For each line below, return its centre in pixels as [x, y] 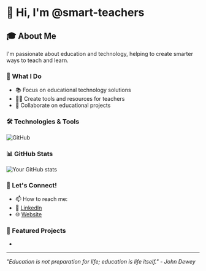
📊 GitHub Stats [30, 154]
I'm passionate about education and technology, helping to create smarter [100, 54]
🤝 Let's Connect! [32, 185]
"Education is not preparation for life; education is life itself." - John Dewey [101, 262]
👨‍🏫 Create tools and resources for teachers [70, 99]
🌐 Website [29, 214]
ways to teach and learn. [37, 60]
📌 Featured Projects [36, 231]
